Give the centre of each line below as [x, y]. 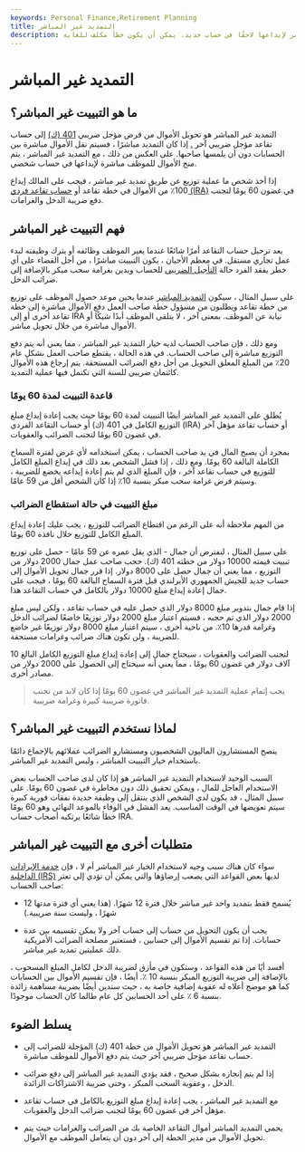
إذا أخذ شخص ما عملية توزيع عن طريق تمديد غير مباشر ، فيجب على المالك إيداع [143, 181]
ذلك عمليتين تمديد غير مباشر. [72, 950]
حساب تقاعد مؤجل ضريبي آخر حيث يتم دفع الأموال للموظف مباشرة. [138, 1056]
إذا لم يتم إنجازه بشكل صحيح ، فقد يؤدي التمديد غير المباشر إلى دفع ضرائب [148, 1073]
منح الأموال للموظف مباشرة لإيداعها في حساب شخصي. [104, 163]
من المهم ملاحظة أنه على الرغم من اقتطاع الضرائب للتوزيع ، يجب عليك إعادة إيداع [148, 524]
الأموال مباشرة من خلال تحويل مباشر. [73, 326]
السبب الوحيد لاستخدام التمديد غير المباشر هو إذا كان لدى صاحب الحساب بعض [141, 778]
